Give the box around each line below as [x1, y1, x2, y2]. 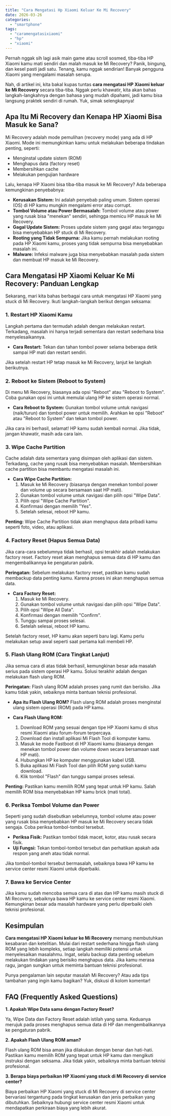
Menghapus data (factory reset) [12, 160, 80, 167]
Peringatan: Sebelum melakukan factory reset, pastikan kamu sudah [5, 569, 150, 575]
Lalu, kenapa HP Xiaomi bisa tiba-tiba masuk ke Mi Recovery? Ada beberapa [5, 181, 166, 187]
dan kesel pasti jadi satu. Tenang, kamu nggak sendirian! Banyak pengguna [5, 66, 164, 72]
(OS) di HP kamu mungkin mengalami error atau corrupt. [12, 202, 132, 208]
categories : [5, 17, 31, 22]
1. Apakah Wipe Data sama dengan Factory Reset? [5, 1006, 114, 1012]
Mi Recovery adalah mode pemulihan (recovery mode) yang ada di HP [5, 134, 153, 140]
